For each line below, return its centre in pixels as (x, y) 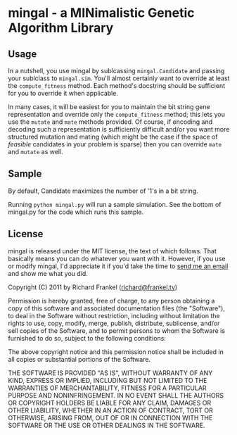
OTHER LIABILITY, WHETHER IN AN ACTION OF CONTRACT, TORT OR (110, 410)
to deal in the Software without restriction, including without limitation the (114, 315)
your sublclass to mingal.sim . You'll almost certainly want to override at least (119, 78)
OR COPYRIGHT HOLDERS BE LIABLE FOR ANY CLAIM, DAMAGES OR (110, 403)
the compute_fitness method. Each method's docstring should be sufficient (117, 86)
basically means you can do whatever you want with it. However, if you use (117, 258)
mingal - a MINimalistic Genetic (101, 13)
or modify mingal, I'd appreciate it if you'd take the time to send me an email (118, 266)
